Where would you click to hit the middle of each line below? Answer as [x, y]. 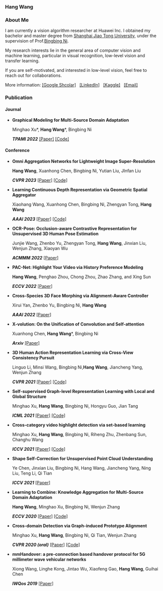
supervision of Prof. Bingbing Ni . [37, 41]
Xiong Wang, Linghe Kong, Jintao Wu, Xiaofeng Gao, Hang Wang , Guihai [85, 569]
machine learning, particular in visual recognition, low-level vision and [75, 56]
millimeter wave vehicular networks [49, 559]
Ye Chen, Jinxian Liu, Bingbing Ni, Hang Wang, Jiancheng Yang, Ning [81, 468]
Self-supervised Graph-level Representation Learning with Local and [83, 391]
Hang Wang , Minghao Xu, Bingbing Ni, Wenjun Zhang [66, 506]
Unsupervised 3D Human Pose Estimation [55, 234]
